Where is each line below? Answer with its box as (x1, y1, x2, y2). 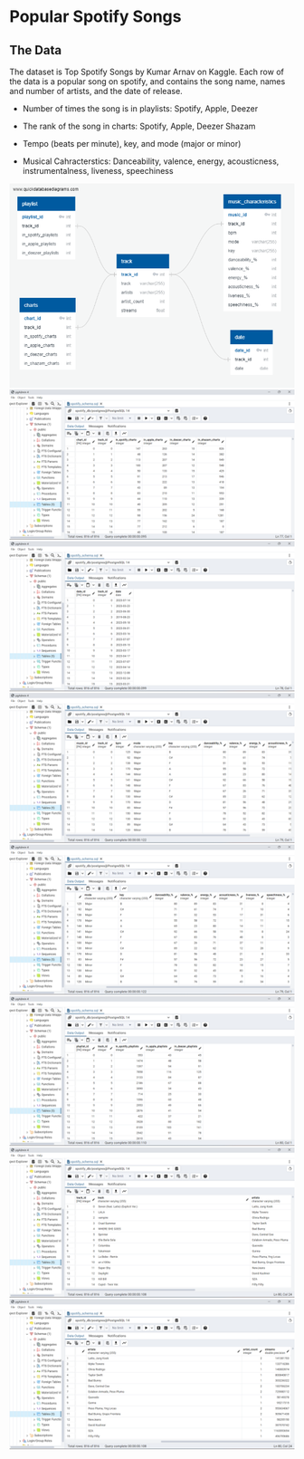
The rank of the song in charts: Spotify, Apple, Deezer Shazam (22, 120, 256, 131)
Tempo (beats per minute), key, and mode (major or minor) (22, 139, 242, 149)
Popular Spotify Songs (9, 6, 182, 27)
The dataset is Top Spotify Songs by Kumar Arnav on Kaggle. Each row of (9, 66, 285, 77)
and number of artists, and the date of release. (9, 86, 183, 96)
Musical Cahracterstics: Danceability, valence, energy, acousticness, (22, 156, 280, 167)
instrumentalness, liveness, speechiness (22, 166, 174, 176)
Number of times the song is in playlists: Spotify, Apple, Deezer (22, 103, 259, 114)
